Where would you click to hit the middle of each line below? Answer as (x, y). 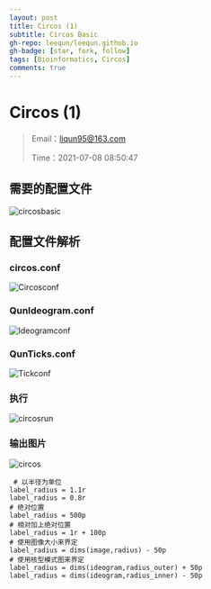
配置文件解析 (45, 242)
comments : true (38, 68)
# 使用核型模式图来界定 (47, 559)
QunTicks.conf (43, 354)
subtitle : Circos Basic (54, 34)
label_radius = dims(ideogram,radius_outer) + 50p (106, 567)
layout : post (34, 18)
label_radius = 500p (48, 515)
